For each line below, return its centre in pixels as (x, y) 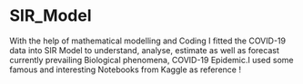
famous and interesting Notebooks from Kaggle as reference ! (125, 70)
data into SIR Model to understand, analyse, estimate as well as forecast (144, 50)
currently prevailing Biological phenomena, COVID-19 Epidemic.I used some (151, 60)
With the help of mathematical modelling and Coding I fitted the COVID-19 (148, 41)
